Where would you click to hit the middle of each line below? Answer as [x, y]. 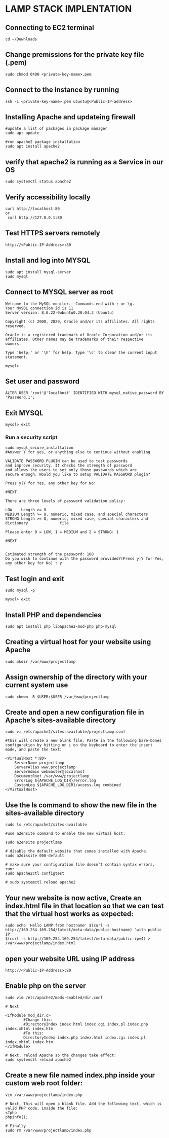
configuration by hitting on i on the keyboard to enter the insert [79, 745]
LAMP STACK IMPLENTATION [69, 9]
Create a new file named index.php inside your [80, 1075]
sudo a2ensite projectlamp [34, 842]
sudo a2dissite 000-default [35, 856]
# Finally [16, 1126]
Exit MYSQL [25, 413]
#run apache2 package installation [43, 142]
